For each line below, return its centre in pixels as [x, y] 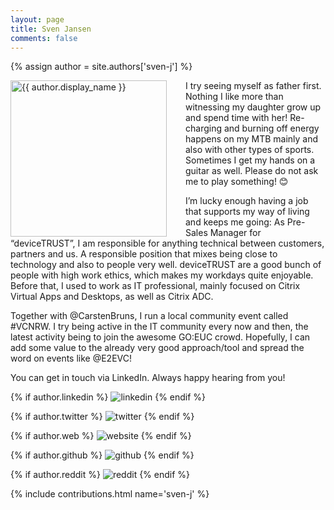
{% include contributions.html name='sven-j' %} [110, 494]
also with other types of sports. [250, 150]
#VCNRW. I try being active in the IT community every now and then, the [159, 327]
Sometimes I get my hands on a [250, 160]
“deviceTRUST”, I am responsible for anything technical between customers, [167, 243]
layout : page [37, 19]
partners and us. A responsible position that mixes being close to [144, 254]
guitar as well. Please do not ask [252, 171]
